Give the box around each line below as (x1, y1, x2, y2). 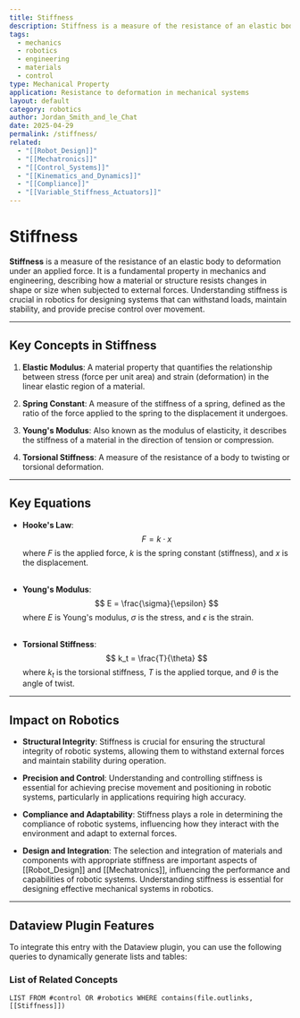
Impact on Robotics (9, 713, 120, 728)
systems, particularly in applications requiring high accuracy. (21, 791, 247, 802)
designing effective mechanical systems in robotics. (21, 884, 214, 894)
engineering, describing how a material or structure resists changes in (9, 275, 268, 286)
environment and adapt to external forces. (21, 828, 178, 839)
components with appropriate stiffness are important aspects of (21, 855, 257, 866)
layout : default (9, 96, 70, 106)
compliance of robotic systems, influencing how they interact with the (21, 818, 279, 829)
